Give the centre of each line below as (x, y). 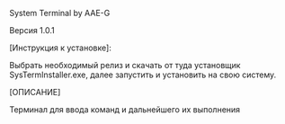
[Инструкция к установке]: (61, 48)
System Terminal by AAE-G (60, 13)
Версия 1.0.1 (32, 30)
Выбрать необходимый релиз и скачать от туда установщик (125, 65)
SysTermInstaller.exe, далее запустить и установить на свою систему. (143, 75)
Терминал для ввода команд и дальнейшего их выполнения (125, 110)
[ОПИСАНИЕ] (35, 92)
